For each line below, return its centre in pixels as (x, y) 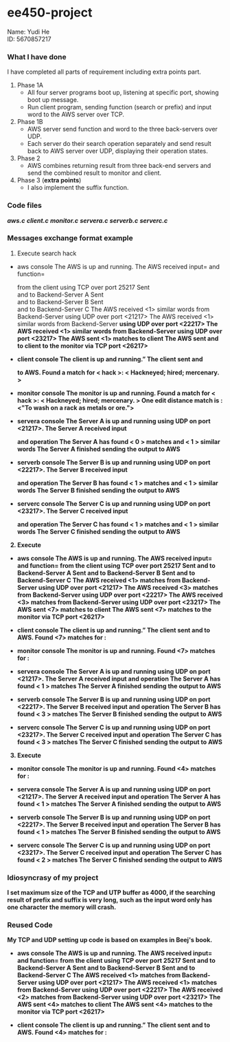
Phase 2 (28, 158)
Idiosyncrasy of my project (53, 878)
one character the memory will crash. (62, 907)
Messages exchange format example (70, 238)
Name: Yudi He (28, 32)
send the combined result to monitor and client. (94, 173)
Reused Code (30, 925)
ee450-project (50, 13)
